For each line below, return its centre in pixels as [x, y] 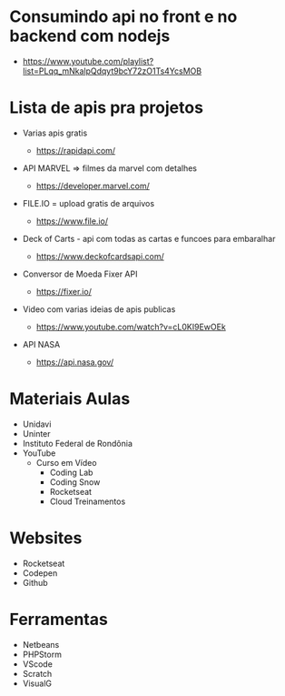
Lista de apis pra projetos [107, 108]
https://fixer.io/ [64, 291]
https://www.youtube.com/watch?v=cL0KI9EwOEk [131, 327]
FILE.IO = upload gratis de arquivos [88, 203]
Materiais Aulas [70, 399]
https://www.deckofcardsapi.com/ [100, 256]
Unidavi [37, 424]
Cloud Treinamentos [88, 501]
